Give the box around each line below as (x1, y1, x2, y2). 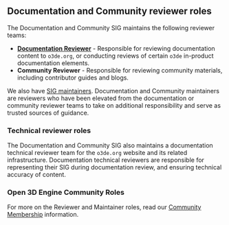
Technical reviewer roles (7, 126, 91, 135)
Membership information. (7, 211, 79, 219)
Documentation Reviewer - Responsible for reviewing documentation (17, 44, 215, 52)
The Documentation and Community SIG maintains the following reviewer (7, 23, 215, 32)
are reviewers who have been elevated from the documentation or (7, 94, 195, 102)
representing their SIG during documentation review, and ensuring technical (7, 163, 222, 171)
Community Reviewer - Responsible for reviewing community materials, (17, 66, 223, 74)
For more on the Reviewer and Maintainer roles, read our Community (7, 203, 201, 211)
